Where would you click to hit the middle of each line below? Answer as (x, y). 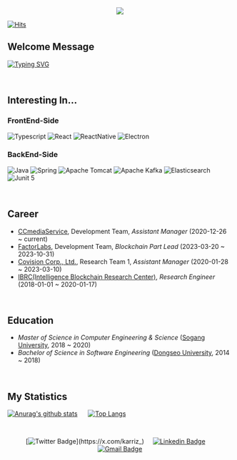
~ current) (32, 239)
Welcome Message (51, 47)
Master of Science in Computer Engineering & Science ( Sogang (111, 337)
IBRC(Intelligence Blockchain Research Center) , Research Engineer (116, 277)
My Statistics (37, 396)
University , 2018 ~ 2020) (54, 345)
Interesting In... (42, 100)
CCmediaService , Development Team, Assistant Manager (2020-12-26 (122, 231)
